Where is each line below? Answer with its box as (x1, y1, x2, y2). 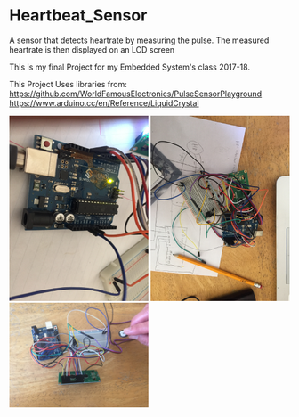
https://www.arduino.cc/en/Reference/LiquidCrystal (9, 97, 199, 108)
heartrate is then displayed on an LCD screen (9, 44, 175, 54)
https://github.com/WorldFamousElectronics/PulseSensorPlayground (9, 88, 263, 99)
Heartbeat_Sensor (9, 5, 148, 26)
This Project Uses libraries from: (9, 78, 127, 89)
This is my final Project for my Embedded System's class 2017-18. (9, 61, 251, 72)
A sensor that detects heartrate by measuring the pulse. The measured (9, 35, 270, 45)
